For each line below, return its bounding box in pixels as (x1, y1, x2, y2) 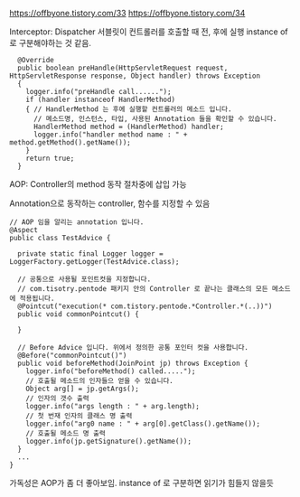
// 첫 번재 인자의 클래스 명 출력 (25, 411, 133, 420)
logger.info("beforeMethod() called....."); (25, 367, 196, 376)
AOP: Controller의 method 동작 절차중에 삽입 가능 (9, 179, 187, 189)
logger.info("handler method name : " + (33, 130, 188, 139)
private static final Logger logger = (17, 249, 164, 258)
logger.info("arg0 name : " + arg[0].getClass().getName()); (25, 419, 260, 428)
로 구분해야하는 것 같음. (9, 38, 92, 48)
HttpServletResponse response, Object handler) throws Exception (9, 71, 260, 80)
